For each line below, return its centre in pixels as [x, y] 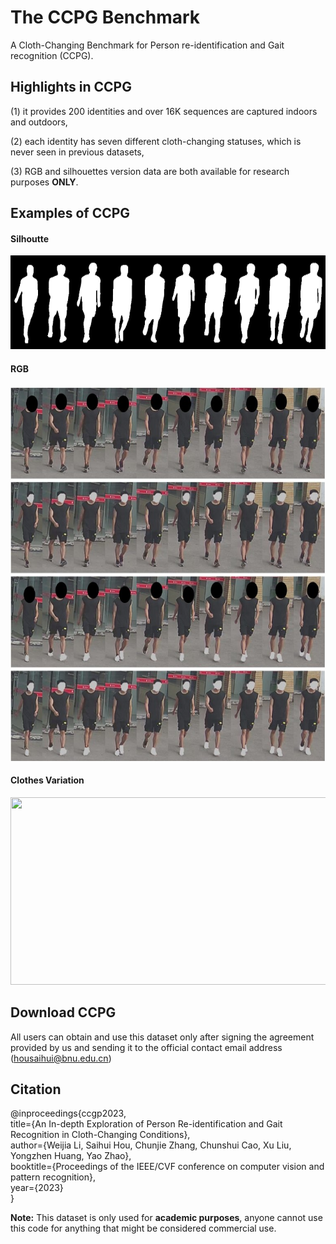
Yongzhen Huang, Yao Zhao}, [71, 1156]
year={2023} [37, 1188]
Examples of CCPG [70, 213]
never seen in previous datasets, [77, 152]
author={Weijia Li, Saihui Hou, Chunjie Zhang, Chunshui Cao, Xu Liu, [151, 1145]
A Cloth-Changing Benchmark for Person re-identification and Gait [147, 45]
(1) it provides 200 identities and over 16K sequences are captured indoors [164, 111]
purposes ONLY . [44, 182]
